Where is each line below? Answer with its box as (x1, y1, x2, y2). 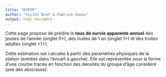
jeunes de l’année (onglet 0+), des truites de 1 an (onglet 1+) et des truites (5, 35, 158, 41)
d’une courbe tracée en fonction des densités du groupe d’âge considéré (5, 61, 157, 67)
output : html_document (5, 16, 53, 21)
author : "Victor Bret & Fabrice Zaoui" (5, 12, 89, 17)
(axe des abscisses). (5, 66, 48, 72)
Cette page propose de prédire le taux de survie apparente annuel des (5, 30, 153, 36)
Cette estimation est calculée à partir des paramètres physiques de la (5, 50, 149, 56)
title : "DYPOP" (5, 7, 37, 12)
